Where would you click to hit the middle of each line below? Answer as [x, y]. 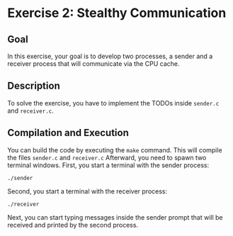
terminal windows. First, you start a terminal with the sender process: [108, 165]
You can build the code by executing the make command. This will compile [115, 150]
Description [34, 86]
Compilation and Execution [68, 133]
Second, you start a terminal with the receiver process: [87, 191]
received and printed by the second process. [73, 225]
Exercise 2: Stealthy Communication [117, 13]
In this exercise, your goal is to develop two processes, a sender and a [110, 56]
